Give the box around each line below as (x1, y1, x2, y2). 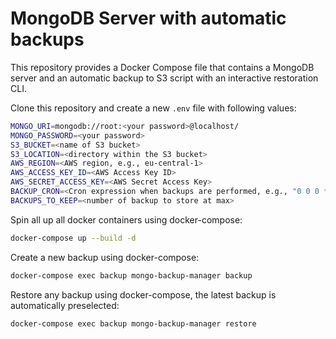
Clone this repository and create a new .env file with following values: (10, 102, 297, 114)
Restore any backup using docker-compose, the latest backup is (10, 288, 277, 301)
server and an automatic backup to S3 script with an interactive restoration (10, 72, 319, 84)
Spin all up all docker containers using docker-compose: (10, 213, 243, 226)
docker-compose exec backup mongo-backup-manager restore (10, 318, 257, 329)
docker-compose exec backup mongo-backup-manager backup (10, 270, 253, 281)
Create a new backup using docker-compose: (10, 251, 200, 263)
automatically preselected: (10, 299, 120, 311)
